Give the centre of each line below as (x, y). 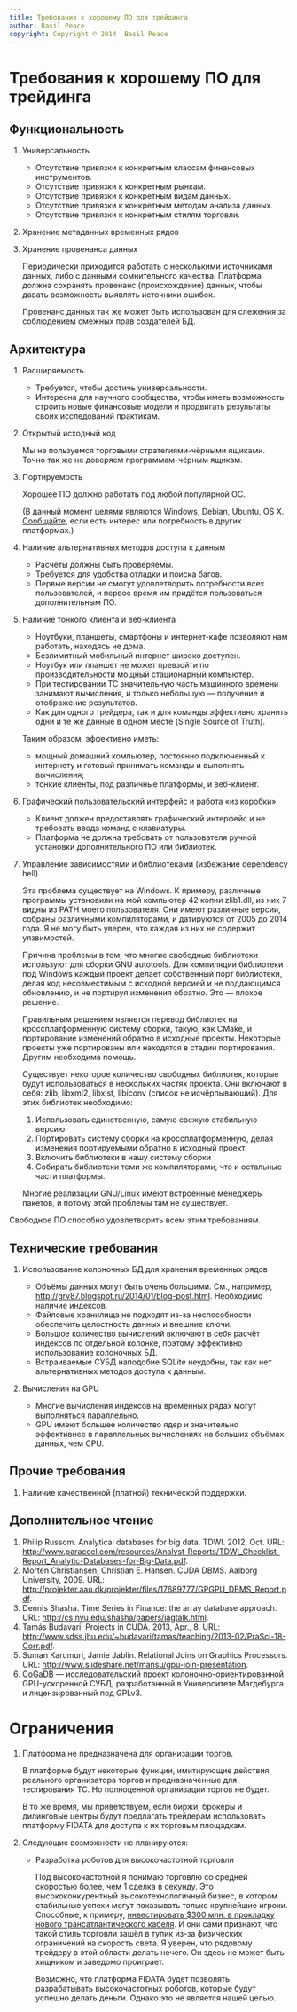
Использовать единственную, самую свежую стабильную (146, 1120)
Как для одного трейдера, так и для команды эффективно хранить (161, 712)
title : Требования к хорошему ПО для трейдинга (99, 17)
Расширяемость (53, 371)
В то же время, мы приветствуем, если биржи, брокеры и (132, 1806)
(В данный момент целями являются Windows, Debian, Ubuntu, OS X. (153, 512)
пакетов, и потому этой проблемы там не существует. (125, 1203)
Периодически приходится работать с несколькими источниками (147, 266)
